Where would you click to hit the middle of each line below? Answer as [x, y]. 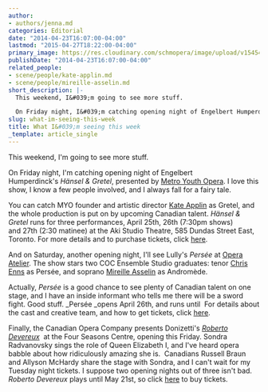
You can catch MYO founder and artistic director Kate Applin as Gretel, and [132, 205]
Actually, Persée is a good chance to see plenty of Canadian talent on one [130, 287]
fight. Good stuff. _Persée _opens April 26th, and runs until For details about [134, 304]
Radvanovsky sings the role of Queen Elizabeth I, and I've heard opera [124, 345]
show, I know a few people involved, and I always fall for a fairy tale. [120, 190]
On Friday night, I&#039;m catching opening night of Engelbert [124, 112]
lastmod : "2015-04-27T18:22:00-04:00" [73, 46]
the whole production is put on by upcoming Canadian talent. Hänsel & [124, 214]
